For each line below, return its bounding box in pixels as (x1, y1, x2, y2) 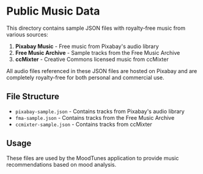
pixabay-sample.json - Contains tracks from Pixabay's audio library (15, 108, 185, 115)
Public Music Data (6, 4, 100, 18)
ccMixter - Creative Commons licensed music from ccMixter (15, 55, 169, 63)
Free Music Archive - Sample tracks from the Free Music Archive (15, 49, 180, 56)
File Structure (6, 91, 59, 102)
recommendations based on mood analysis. (6, 161, 117, 168)
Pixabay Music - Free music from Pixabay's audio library (15, 43, 159, 50)
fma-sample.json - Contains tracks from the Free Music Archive (15, 114, 175, 121)
